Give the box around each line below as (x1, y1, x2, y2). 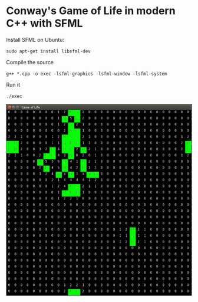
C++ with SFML (6, 17, 83, 30)
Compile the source (6, 58, 54, 65)
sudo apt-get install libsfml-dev (6, 48, 91, 54)
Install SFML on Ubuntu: (6, 36, 65, 43)
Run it (6, 81, 21, 88)
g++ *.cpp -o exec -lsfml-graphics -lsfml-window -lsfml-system (6, 71, 167, 77)
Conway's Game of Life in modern (6, 4, 176, 18)
